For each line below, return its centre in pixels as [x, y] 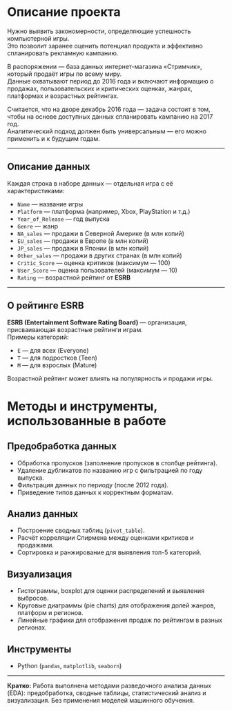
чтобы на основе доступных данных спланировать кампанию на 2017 [110, 116]
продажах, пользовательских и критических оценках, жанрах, [100, 88]
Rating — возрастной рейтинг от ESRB [74, 277]
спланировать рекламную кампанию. [63, 53]
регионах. [32, 627]
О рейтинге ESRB [46, 305]
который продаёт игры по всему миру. [65, 74]
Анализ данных [42, 514]
